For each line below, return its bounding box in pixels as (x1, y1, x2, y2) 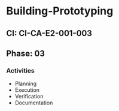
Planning (14, 80, 37, 88)
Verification (14, 93, 44, 100)
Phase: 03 (6, 48, 45, 58)
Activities (6, 66, 35, 74)
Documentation (14, 99, 53, 106)
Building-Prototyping (6, 4, 114, 18)
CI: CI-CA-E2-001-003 (6, 28, 93, 38)
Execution (14, 86, 40, 94)
